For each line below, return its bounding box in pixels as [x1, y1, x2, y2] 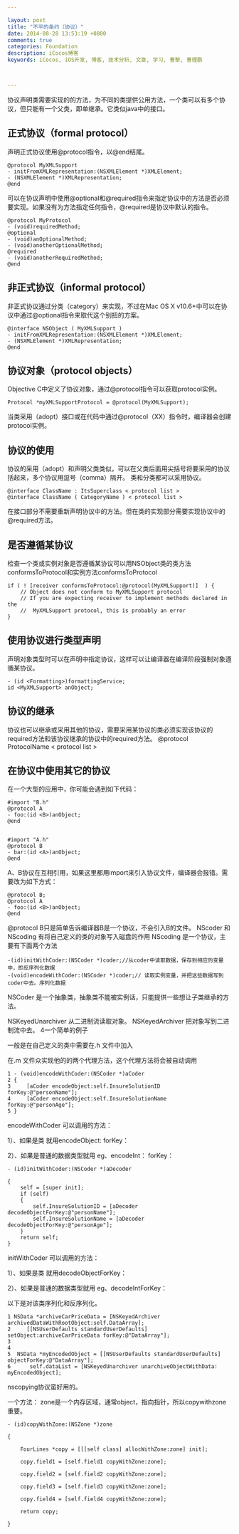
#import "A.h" [7, 836, 50, 844]
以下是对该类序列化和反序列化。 [7, 1299, 101, 1308]
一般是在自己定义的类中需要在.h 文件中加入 [7, 1041, 134, 1050]
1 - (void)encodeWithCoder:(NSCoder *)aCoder [7, 1071, 144, 1078]
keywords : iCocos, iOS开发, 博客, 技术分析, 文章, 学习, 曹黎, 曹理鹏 [7, 56, 203, 64]
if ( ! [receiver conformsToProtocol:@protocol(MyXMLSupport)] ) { [7, 582, 215, 589]
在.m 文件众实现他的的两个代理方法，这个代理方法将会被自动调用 [7, 1056, 198, 1065]
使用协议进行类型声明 [7, 634, 101, 646]
